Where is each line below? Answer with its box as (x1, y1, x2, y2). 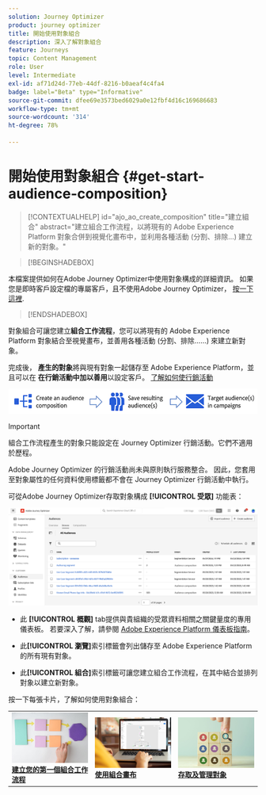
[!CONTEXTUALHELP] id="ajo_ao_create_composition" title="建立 (27, 212, 243, 221)
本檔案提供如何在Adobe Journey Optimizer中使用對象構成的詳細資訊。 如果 (8, 273, 254, 283)
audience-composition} (8, 185, 169, 203)
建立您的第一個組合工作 (11, 765, 89, 774)
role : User (8, 63, 44, 71)
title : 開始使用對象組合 (8, 29, 81, 37)
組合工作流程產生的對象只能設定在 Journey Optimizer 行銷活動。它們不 (8, 438, 239, 447)
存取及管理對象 (177, 770, 227, 780)
